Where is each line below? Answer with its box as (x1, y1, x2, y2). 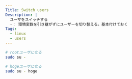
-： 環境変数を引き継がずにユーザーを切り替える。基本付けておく (10, 21, 128, 27)
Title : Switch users (5, 7, 49, 13)
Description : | (5, 12, 38, 17)
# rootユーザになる (5, 49, 42, 55)
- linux (10, 31, 27, 36)
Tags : (5, 27, 17, 32)
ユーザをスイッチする (10, 17, 48, 22)
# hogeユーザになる (5, 64, 42, 69)
